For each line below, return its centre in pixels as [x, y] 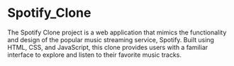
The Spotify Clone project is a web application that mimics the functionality [117, 32]
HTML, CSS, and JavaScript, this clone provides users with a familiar [108, 47]
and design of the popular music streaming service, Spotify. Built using [111, 39]
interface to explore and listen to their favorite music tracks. [95, 55]
